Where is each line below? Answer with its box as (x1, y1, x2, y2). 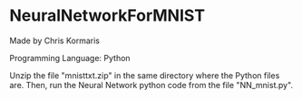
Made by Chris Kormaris (9, 35, 100, 46)
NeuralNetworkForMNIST (9, 5, 206, 26)
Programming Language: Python (9, 52, 131, 63)
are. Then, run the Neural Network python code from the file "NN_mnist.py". (9, 79, 293, 90)
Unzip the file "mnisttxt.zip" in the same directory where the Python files (9, 69, 280, 81)
